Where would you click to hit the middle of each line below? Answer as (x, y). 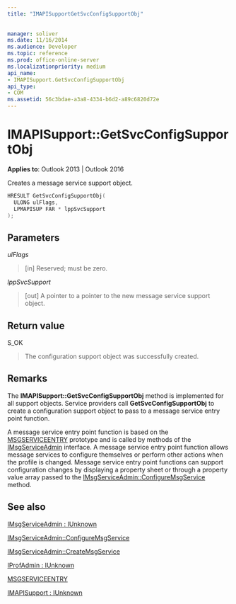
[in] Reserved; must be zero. (66, 268)
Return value (36, 325)
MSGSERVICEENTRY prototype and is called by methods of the (99, 439)
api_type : (22, 86)
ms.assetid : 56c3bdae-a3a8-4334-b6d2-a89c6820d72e (83, 100)
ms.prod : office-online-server (53, 60)
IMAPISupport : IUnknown (45, 593)
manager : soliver (33, 34)
